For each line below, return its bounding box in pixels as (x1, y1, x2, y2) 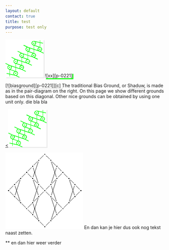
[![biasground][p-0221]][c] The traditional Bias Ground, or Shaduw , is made (5, 82, 163, 89)
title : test (5, 19, 31, 24)
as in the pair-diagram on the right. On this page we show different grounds (5, 88, 164, 94)
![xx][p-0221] (44, 73, 73, 79)
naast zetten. (5, 230, 33, 236)
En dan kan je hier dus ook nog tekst (84, 224, 161, 231)
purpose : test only (5, 25, 47, 30)
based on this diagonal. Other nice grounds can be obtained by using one (5, 94, 160, 100)
